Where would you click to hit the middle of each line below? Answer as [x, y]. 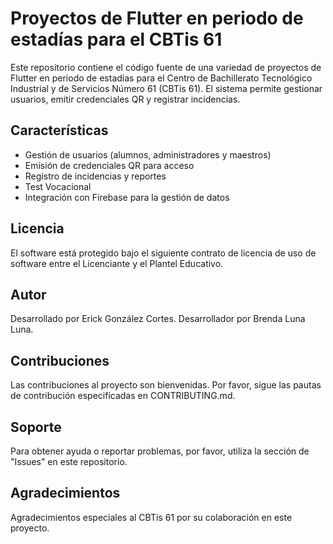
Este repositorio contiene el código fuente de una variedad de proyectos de [166, 67]
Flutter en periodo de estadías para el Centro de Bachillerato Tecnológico [161, 78]
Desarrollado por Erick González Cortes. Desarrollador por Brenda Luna [158, 319]
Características [59, 130]
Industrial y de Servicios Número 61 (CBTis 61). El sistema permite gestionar [166, 88]
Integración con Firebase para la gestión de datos [127, 197]
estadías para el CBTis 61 [116, 39]
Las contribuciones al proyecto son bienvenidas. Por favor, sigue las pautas [166, 385]
